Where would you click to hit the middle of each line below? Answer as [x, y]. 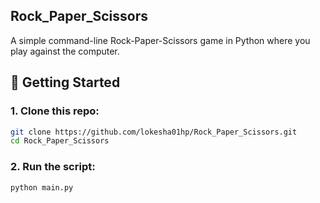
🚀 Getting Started [65, 82]
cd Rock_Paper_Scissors [60, 141]
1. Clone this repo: [55, 111]
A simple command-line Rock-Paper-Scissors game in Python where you [160, 40]
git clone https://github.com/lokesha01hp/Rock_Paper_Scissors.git [154, 132]
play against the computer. [65, 51]
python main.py [42, 187]
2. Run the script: [53, 167]
